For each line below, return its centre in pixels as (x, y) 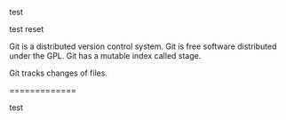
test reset (27, 29)
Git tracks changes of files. (59, 73)
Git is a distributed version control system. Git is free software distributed (143, 46)
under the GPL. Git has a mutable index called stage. (105, 56)
